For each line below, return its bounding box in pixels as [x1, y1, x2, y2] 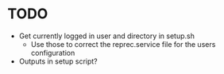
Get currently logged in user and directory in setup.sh [18, 31, 195, 41]
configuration [30, 48, 75, 57]
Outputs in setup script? [18, 56, 98, 66]
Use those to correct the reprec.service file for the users [30, 39, 216, 49]
